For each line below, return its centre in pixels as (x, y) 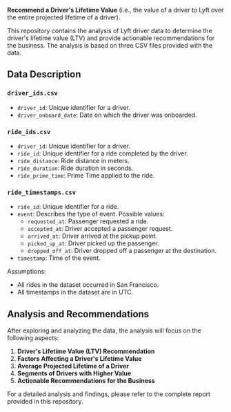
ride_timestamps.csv (42, 192)
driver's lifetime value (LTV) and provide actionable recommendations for (111, 38)
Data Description (44, 74)
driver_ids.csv (33, 93)
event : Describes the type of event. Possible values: (91, 214)
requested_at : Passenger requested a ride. (88, 221)
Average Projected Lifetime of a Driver (73, 366)
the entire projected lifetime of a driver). (64, 17)
